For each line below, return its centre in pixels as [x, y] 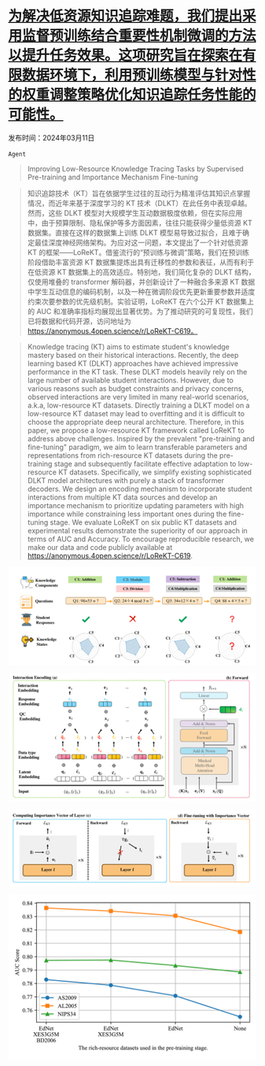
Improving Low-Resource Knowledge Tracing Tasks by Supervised [135, 168]
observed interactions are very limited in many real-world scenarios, [138, 397]
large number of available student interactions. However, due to [130, 380]
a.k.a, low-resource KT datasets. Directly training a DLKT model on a [138, 405]
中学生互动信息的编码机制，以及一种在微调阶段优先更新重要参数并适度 [141, 291]
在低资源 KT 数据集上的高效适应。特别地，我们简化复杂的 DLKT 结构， [141, 271]
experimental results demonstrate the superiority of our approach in [137, 530]
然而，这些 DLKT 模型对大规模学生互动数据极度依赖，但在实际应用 [135, 212]
